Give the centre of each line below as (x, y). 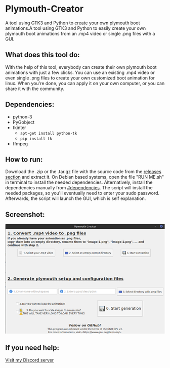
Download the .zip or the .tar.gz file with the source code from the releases (83, 172)
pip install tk (36, 139)
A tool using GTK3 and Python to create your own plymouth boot (73, 23)
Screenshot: (25, 214)
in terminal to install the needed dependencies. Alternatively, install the (79, 182)
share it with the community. (35, 89)
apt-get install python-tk (49, 133)
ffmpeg (20, 144)
